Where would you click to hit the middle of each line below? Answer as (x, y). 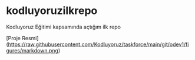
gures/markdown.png (32, 50)
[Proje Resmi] (23, 38)
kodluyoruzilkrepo (52, 11)
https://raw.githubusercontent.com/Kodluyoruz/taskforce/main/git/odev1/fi (98, 44)
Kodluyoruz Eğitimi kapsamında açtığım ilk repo (63, 27)
